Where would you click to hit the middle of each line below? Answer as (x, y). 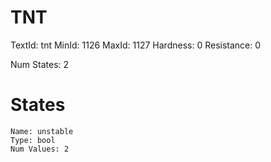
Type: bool (33, 140)
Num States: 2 (40, 64)
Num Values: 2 (40, 149)
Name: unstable (42, 131)
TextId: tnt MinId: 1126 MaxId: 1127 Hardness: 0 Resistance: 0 (136, 45)
